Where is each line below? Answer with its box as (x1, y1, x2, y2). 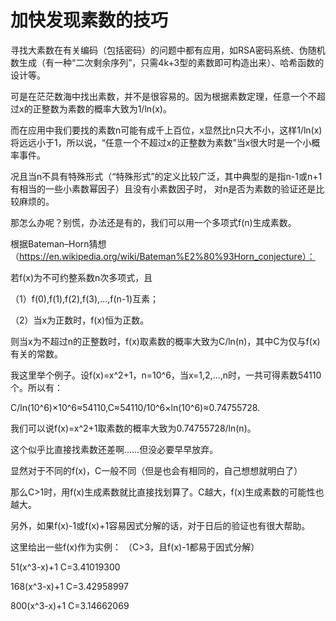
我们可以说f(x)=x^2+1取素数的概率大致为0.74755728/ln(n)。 (10, 422, 257, 434)
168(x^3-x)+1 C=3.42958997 (10, 580, 129, 592)
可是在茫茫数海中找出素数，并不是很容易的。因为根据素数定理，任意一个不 (10, 90, 317, 102)
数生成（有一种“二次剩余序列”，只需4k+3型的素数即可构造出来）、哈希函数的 (10, 56, 325, 68)
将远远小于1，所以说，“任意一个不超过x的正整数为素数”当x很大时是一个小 (10, 136, 312, 148)
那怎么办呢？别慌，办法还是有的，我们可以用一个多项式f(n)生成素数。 (10, 216, 297, 228)
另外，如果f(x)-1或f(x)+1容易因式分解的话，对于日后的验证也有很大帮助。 (10, 519, 311, 531)
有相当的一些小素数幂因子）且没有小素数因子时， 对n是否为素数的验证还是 (10, 182, 317, 195)
